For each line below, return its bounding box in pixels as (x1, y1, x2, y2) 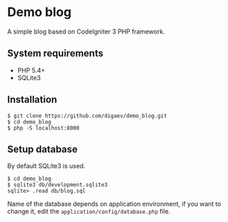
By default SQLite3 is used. (7, 162, 86, 170)
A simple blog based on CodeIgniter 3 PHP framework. (7, 27, 166, 36)
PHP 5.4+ (17, 66, 45, 74)
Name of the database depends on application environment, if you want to (7, 200, 222, 208)
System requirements (7, 47, 104, 59)
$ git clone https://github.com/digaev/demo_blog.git (7, 112, 168, 119)
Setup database (7, 143, 78, 155)
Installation (7, 94, 57, 105)
